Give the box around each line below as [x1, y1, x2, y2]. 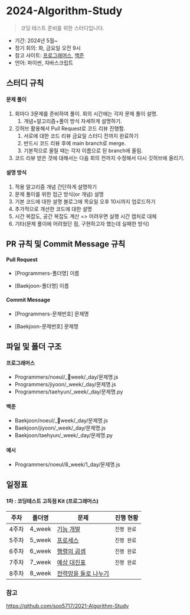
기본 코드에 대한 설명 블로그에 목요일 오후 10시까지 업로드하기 [14, 198, 156, 205]
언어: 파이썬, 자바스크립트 [14, 59, 74, 66]
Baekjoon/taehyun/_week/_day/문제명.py [14, 432, 113, 439]
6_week [29, 547, 51, 555]
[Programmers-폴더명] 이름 [14, 270, 80, 277]
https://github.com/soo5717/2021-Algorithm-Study [6, 603, 129, 610]
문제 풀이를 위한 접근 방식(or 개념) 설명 [14, 190, 104, 197]
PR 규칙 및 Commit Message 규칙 [6, 239, 126, 249]
